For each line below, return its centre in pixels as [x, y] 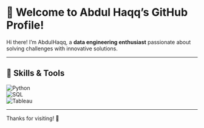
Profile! [25, 25]
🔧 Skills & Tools [36, 73]
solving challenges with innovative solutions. [62, 49]
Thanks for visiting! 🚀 [33, 118]
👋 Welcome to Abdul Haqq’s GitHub [97, 12]
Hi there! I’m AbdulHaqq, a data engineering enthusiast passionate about [99, 42]
